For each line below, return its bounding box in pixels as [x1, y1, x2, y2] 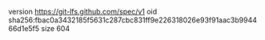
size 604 [41, 24, 70, 33]
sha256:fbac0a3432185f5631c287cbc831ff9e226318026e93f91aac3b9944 [8, 15, 258, 25]
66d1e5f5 [8, 24, 40, 33]
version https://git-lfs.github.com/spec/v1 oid [8, 7, 158, 16]
